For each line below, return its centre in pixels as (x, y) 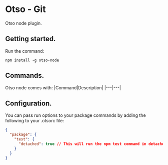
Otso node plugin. (23, 23)
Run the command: (25, 51)
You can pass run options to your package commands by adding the (75, 115)
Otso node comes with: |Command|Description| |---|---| (63, 88)
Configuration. (28, 103)
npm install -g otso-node (32, 60)
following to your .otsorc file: (34, 121)
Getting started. (30, 39)
